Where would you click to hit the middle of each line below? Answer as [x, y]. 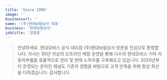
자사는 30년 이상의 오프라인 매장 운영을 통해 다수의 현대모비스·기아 [92, 54]
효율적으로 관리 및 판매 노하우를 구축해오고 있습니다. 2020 [95, 60]
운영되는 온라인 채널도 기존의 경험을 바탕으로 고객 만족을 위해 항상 [86, 66]
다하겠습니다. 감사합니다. [47, 72]
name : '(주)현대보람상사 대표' [33, 24]
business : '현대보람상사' [29, 28]
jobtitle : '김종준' [24, 33]
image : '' [15, 14]
